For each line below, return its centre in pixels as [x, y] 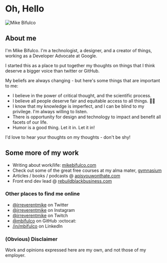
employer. [15, 255]
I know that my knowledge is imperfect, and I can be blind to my [78, 106]
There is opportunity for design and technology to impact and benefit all [86, 117]
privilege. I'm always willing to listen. [50, 111]
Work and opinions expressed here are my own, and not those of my [76, 250]
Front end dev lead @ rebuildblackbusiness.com [62, 181]
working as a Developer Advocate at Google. [51, 56]
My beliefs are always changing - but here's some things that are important [83, 80]
